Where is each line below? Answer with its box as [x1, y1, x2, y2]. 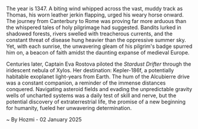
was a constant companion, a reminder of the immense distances [6, 79, 166, 86]
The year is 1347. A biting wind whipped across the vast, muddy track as [6, 5, 183, 12]
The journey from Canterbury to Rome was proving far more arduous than [6, 18, 187, 24]
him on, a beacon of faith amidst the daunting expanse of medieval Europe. [6, 49, 190, 56]
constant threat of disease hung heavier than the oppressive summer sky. [6, 37, 187, 43]
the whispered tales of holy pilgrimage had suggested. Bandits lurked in [6, 24, 182, 31]
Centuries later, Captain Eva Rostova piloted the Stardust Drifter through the [6, 60, 191, 67]
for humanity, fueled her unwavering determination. [6, 105, 132, 111]
